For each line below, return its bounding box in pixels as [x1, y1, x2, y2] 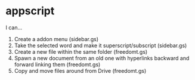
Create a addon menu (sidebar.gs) [14, 35, 99, 42]
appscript [5, 4, 55, 18]
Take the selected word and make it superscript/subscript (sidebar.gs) [14, 42, 187, 49]
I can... [5, 24, 23, 31]
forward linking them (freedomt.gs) [14, 61, 101, 68]
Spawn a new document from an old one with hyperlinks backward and [14, 54, 190, 61]
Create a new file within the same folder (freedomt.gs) [14, 48, 148, 55]
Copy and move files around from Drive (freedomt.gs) [14, 67, 147, 74]
